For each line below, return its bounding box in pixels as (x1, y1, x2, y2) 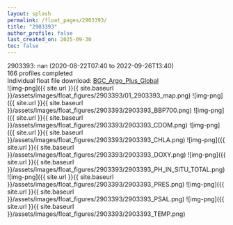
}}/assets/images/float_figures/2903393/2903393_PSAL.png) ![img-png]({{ (7, 195, 225, 203)
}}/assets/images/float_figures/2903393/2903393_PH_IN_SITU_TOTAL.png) (7, 165, 225, 173)
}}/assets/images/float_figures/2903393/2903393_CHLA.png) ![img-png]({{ (7, 136, 225, 143)
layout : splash (7, 10, 51, 17)
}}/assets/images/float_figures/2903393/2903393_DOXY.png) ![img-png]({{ (7, 150, 226, 159)
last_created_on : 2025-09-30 (7, 36, 92, 43)
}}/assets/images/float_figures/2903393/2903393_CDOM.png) (7, 121, 188, 129)
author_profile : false (7, 29, 73, 37)
